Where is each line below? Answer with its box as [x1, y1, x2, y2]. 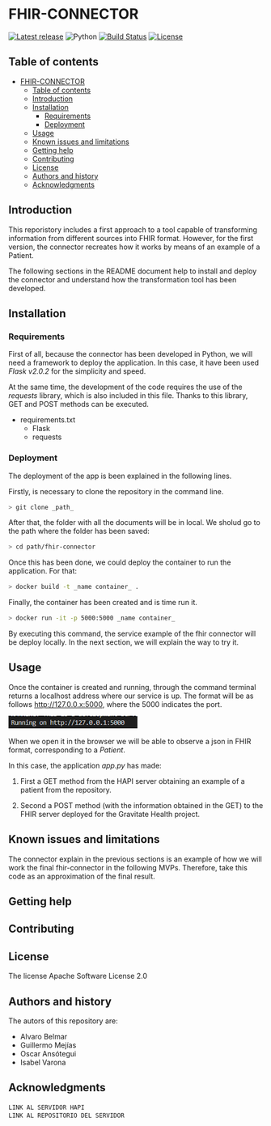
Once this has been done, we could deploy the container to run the [8, 557, 231, 567]
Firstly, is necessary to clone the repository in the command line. [8, 486, 224, 496]
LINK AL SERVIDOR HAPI [8, 1103, 85, 1111]
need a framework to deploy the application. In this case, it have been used [8, 358, 259, 368]
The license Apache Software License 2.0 [8, 971, 148, 981]
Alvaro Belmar [19, 1032, 68, 1042]
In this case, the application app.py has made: [8, 760, 162, 770]
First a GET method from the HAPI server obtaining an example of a [19, 776, 245, 785]
